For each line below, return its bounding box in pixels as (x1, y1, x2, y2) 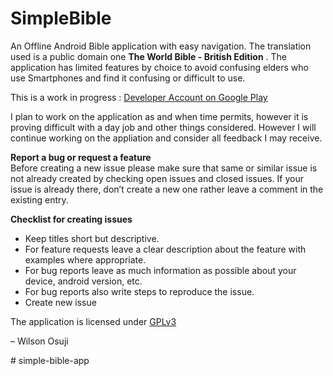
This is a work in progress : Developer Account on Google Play (10, 91, 268, 103)
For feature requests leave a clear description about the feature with (24, 243, 307, 255)
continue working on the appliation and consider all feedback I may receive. (10, 132, 323, 144)
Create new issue (24, 296, 97, 308)
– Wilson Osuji (10, 335, 69, 347)
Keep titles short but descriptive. (24, 232, 160, 244)
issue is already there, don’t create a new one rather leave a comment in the (10, 183, 324, 195)
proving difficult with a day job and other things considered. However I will (10, 121, 317, 133)
